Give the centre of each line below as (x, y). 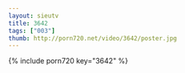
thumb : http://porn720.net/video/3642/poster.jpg (93, 38)
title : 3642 (28, 23)
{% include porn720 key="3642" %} (68, 61)
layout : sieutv (34, 16)
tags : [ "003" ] (32, 30)
